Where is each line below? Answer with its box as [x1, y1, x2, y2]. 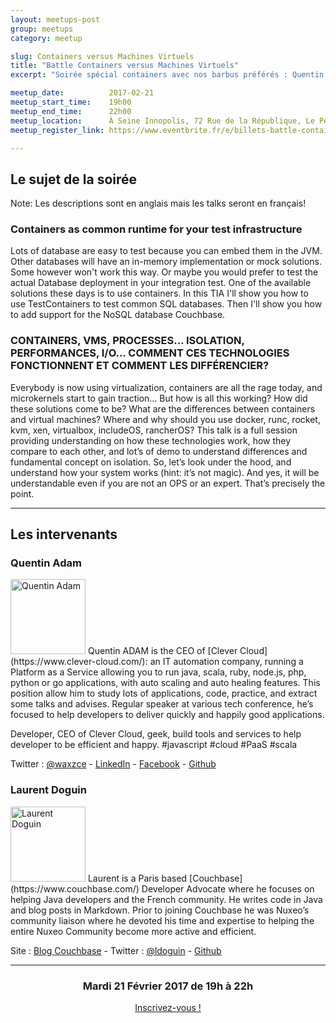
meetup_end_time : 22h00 [10, 106, 132, 116]
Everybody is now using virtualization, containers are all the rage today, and [10, 381, 323, 393]
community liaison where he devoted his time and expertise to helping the [10, 914, 315, 926]
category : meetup [10, 33, 83, 43]
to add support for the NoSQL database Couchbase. [10, 309, 226, 321]
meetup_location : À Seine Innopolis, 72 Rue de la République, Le [10, 116, 315, 126]
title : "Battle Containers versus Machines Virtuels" [10, 61, 240, 71]
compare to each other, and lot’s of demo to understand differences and [10, 445, 308, 457]
